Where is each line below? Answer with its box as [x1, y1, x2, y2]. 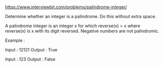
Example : [5, 37, 25, 43]
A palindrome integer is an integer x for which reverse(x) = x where [5, 23, 141, 29]
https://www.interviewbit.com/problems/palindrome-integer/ [5, 4, 127, 10]
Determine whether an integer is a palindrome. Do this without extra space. [5, 14, 157, 19]
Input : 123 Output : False [5, 56, 55, 62]
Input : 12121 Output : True [5, 47, 58, 52]
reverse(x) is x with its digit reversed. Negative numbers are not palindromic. [5, 28, 160, 33]
